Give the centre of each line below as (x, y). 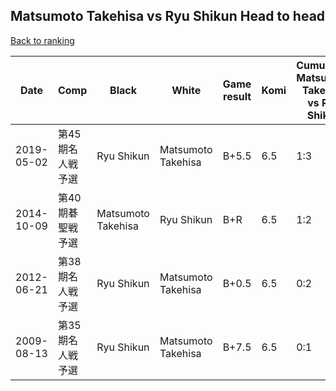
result (237, 96)
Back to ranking (42, 40)
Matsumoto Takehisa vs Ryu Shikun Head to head (168, 16)
